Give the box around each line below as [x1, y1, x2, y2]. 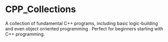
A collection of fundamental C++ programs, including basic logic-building [5, 20, 158, 26]
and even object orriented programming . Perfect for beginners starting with [5, 25, 163, 31]
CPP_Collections [5, 4, 76, 15]
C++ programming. [5, 31, 45, 37]
